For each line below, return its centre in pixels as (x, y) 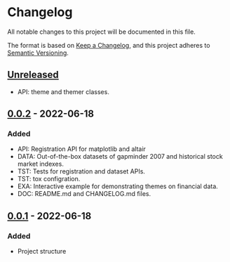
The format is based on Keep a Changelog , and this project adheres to (109, 45)
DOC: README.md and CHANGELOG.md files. (84, 194)
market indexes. (41, 164)
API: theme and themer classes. (63, 91)
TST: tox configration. (49, 179)
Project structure (42, 251)
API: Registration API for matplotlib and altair (81, 149)
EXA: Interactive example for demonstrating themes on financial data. (118, 186)
